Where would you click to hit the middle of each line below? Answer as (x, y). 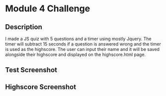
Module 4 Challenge (48, 9)
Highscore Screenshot (41, 87)
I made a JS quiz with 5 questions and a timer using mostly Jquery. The (78, 39)
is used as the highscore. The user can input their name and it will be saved (83, 49)
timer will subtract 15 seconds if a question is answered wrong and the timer (83, 44)
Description (24, 27)
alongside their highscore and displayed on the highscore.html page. (75, 54)
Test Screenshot (31, 70)
